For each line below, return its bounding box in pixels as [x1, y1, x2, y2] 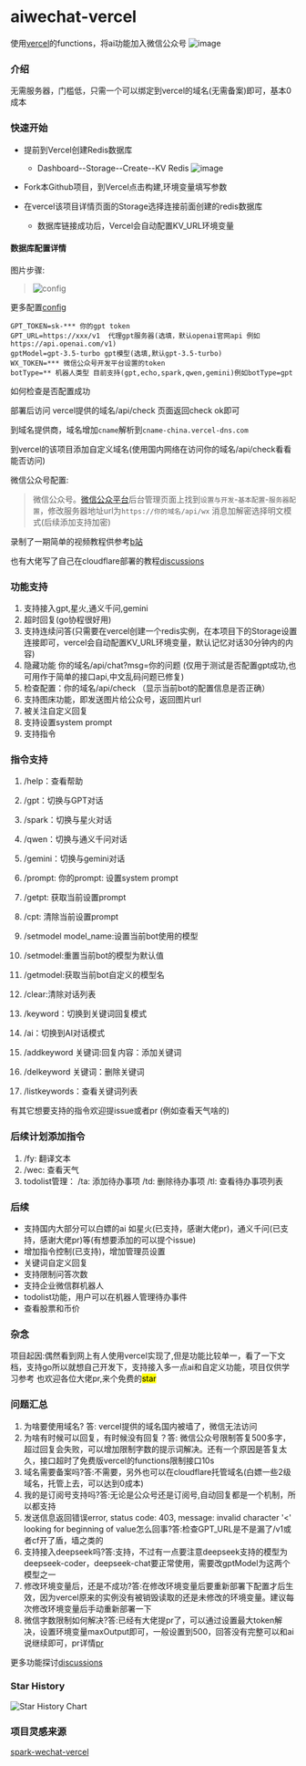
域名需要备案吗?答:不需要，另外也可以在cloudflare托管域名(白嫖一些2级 [23, 1466, 291, 1477]
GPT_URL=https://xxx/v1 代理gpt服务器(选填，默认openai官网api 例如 [10, 331, 260, 340]
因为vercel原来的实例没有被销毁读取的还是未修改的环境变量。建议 [39, 1592, 287, 1603]
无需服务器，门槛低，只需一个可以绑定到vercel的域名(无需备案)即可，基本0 [10, 85, 292, 97]
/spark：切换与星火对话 [23, 815, 112, 826]
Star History [10, 1680, 66, 1693]
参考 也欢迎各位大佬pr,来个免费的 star [17, 1373, 158, 1384]
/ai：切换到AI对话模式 [23, 1028, 106, 1039]
